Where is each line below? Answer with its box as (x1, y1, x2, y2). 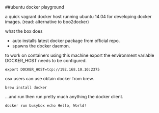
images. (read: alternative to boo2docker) (5, 19, 89, 24)
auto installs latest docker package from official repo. (12, 38, 120, 44)
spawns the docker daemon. (12, 43, 70, 48)
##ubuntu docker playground (5, 4, 64, 10)
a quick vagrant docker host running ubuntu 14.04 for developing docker (5, 14, 152, 19)
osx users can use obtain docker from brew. (5, 76, 94, 81)
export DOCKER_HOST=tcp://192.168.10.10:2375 (5, 67, 100, 72)
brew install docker (5, 85, 48, 90)
